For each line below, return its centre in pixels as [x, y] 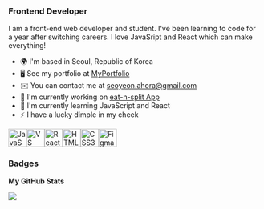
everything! [27, 46]
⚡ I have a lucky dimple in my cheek [79, 115]
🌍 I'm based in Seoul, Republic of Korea [87, 62]
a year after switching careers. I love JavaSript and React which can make [130, 37]
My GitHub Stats [37, 181]
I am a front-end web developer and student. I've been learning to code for [132, 29]
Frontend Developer [48, 11]
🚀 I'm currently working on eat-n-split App [90, 97]
